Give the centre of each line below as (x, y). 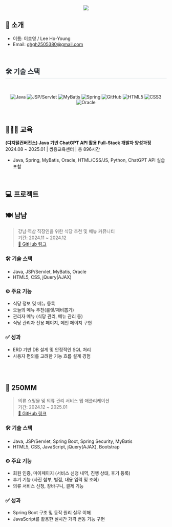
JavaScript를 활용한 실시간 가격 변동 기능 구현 (59, 519)
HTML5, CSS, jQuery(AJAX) (42, 277)
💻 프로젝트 (22, 194)
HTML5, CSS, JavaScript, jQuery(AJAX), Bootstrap (66, 446)
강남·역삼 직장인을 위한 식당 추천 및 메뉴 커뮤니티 (66, 231)
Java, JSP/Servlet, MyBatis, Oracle (50, 271)
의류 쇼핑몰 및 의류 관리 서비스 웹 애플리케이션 (63, 401)
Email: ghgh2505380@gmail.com (48, 44)
